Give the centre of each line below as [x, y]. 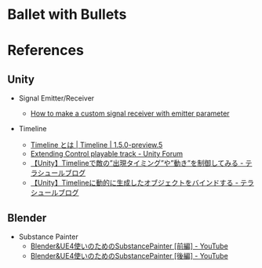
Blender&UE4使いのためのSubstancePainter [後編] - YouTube [129, 256]
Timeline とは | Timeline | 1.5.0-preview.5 [96, 145]
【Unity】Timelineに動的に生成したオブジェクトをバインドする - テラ [142, 183]
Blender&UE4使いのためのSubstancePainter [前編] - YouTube [129, 246]
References [45, 51]
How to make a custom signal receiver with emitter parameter [130, 114]
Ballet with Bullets [67, 15]
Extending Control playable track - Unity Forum [107, 154]
